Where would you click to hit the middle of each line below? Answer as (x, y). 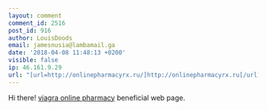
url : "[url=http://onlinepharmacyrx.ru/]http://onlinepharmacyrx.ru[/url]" (136, 75)
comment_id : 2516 (37, 23)
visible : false (33, 61)
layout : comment (35, 16)
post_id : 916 (30, 30)
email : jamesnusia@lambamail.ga (62, 45)
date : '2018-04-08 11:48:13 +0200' (67, 53)
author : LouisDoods (41, 38)
